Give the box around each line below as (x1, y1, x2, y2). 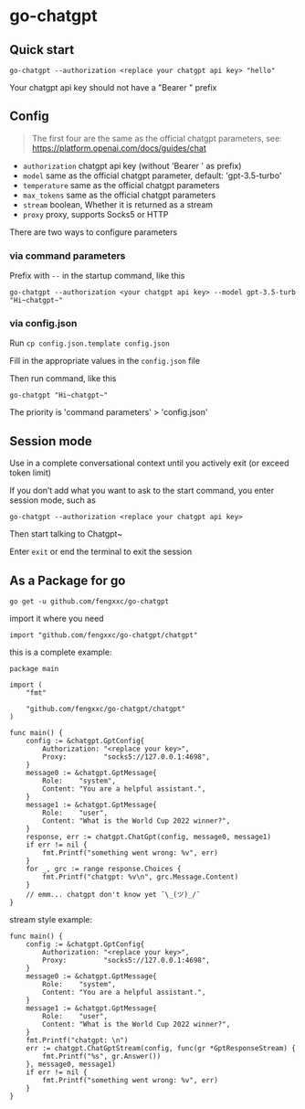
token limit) (9, 467, 52, 478)
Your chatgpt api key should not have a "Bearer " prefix (9, 82, 217, 92)
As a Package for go (9, 572, 126, 588)
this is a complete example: (9, 646, 112, 658)
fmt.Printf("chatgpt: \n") (26, 1036, 129, 1045)
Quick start (9, 42, 75, 58)
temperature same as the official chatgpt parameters (22, 179, 221, 190)
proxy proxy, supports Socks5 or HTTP (22, 208, 169, 219)
